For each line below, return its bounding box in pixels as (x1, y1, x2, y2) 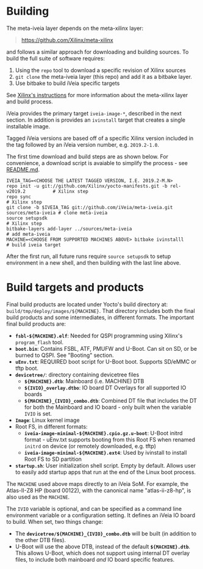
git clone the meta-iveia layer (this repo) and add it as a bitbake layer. (15, 73, 192, 80)
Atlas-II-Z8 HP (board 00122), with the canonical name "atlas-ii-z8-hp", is (6, 486, 191, 494)
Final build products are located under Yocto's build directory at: (6, 301, 168, 308)
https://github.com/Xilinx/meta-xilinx (21, 36, 114, 43)
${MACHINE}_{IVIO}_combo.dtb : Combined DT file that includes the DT (24, 397, 197, 404)
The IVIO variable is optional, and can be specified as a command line (6, 505, 182, 512)
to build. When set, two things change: (6, 518, 104, 525)
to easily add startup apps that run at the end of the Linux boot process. (15, 468, 196, 475)
